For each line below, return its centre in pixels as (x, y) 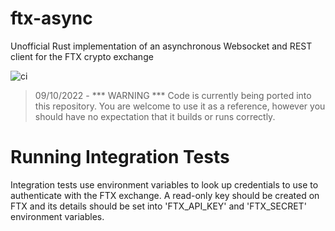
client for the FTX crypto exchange (82, 56)
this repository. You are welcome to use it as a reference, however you (180, 106)
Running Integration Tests (120, 157)
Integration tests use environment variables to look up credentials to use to (164, 184)
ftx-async (51, 18)
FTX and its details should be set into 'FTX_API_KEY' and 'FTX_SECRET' (158, 206)
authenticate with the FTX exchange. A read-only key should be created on (165, 195)
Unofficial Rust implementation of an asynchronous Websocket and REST (161, 46)
